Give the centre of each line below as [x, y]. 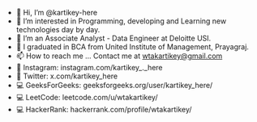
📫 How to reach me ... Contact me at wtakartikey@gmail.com [119, 56]
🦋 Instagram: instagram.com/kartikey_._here [90, 67]
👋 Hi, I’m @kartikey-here [57, 13]
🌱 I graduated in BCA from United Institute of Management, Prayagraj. [133, 47]
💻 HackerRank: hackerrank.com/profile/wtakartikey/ [104, 109]
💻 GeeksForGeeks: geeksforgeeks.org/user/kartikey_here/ [114, 85]
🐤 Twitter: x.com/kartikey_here [67, 76]
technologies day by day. [58, 29]
